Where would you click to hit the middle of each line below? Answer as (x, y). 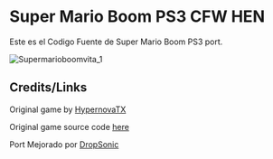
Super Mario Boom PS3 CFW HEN (137, 17)
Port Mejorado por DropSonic (64, 144)
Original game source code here (69, 126)
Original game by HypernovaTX (68, 109)
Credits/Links (48, 88)
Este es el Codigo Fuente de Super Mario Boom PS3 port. (116, 42)
